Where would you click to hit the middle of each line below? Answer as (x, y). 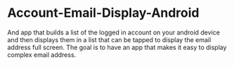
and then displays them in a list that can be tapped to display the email (109, 39)
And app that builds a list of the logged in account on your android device (113, 32)
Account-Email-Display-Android (103, 13)
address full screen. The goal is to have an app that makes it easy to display (117, 47)
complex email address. (42, 55)
